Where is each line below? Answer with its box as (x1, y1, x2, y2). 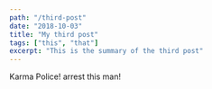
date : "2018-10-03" (9, 22, 83, 31)
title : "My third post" (9, 30, 99, 39)
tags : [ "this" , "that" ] (9, 38, 99, 48)
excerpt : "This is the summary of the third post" (9, 47, 204, 56)
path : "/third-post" (9, 13, 88, 22)
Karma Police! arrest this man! (9, 71, 122, 82)
